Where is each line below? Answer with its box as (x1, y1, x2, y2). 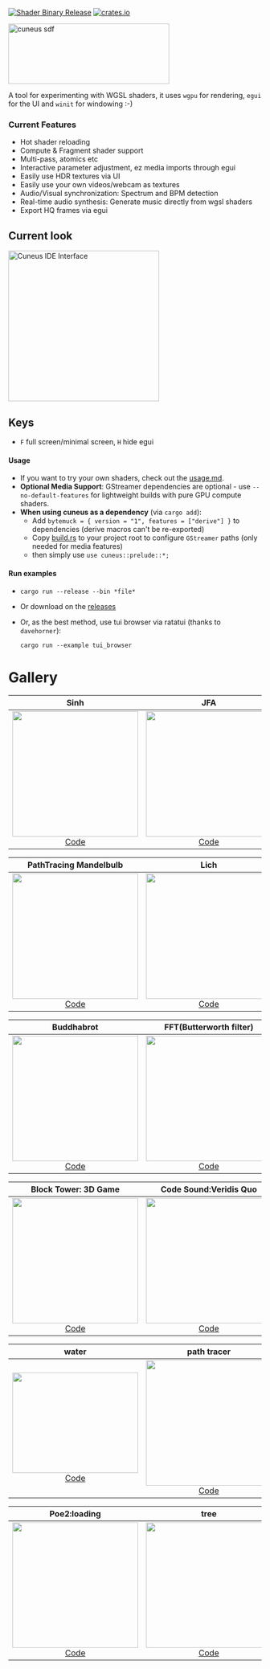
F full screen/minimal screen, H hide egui (19, 436, 154, 446)
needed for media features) (31, 542, 123, 551)
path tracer (186, 1346, 231, 1357)
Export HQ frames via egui (19, 206, 108, 215)
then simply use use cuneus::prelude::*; (31, 550, 170, 560)
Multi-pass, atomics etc (19, 154, 99, 164)
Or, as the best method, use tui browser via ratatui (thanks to (19, 617, 221, 627)
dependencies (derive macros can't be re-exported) (31, 525, 205, 534)
